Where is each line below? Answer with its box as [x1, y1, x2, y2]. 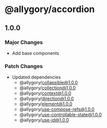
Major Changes [5, 39, 43, 46]
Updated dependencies [12, 74, 61, 80]
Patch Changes [5, 62, 43, 70]
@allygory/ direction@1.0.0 [19, 96, 74, 102]
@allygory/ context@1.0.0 [19, 90, 71, 96]
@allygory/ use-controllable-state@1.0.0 [19, 112, 102, 118]
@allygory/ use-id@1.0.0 [19, 117, 69, 123]
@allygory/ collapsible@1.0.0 [19, 80, 78, 86]
